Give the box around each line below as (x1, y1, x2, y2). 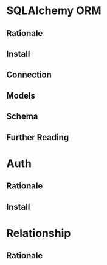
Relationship (6, 226, 71, 240)
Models (6, 90, 35, 101)
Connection (6, 70, 52, 80)
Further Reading (6, 132, 69, 143)
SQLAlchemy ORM (6, 4, 102, 18)
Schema (6, 111, 38, 122)
